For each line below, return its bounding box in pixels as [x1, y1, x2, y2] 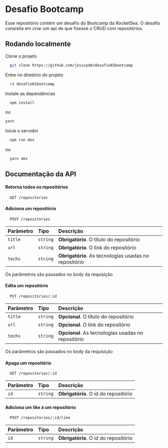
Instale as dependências [5, 90, 55, 96]
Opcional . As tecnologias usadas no [58, 330, 143, 336]
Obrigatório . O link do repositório [58, 244, 136, 251]
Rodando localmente [5, 40, 71, 48]
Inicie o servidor [5, 128, 38, 134]
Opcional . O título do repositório [58, 313, 134, 320]
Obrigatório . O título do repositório [58, 236, 140, 243]
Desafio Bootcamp [5, 3, 84, 15]
